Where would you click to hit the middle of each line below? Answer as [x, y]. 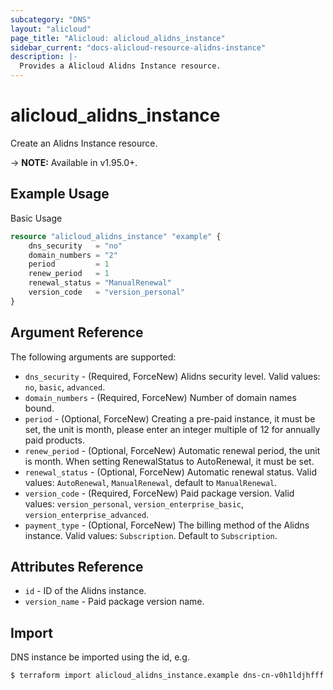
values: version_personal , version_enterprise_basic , [134, 503]
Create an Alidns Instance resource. [84, 143]
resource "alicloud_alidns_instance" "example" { [116, 236]
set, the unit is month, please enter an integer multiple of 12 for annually [172, 429]
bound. [39, 408]
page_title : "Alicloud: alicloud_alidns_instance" [118, 38]
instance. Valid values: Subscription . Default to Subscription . [151, 535]
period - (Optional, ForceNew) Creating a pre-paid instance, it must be [170, 418]
